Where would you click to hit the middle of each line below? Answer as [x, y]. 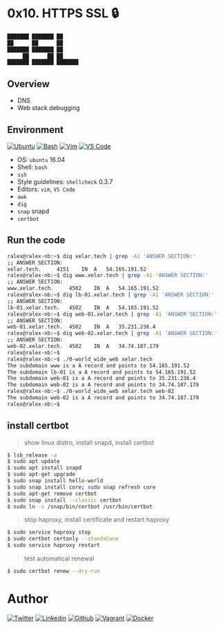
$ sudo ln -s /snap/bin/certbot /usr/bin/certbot [80, 507]
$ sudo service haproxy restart [54, 545]
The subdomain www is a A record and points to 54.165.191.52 [98, 365]
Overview [29, 84]
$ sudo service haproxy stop [49, 532]
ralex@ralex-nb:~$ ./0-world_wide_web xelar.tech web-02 [91, 392]
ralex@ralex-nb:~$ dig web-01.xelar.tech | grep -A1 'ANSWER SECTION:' [112, 314]
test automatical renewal [59, 558]
